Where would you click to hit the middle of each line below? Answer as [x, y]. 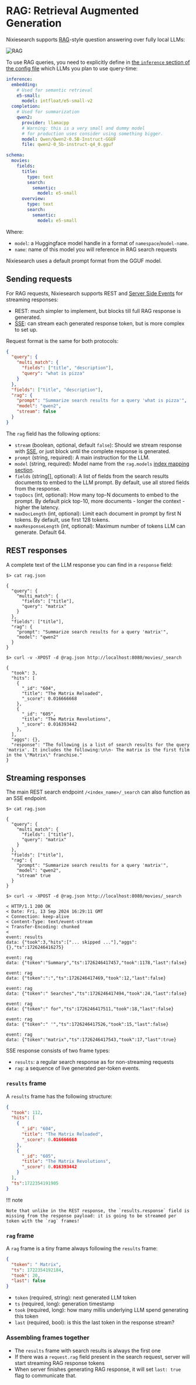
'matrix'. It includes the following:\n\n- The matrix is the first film [98, 750]
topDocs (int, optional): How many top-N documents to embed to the [97, 495]
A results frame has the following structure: [59, 1096]
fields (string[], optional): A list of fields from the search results [92, 476]
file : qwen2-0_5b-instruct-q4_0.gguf [68, 145]
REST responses [37, 551]
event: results [25, 937]
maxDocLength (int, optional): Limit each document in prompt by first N [98, 513]
